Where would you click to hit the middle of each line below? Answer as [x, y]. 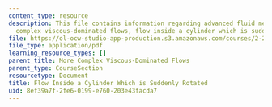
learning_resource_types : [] [57, 53]
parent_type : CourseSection [56, 68]
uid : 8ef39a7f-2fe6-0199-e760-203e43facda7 [83, 91]
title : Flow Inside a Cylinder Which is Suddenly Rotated [108, 83]
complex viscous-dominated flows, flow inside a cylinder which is [132, 31]
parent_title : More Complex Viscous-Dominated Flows [99, 61]
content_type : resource [49, 16]
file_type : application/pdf [56, 46]
